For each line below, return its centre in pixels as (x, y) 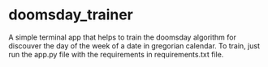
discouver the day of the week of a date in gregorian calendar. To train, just (134, 45)
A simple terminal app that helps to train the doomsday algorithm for (123, 37)
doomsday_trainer (71, 15)
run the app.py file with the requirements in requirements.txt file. (116, 54)
